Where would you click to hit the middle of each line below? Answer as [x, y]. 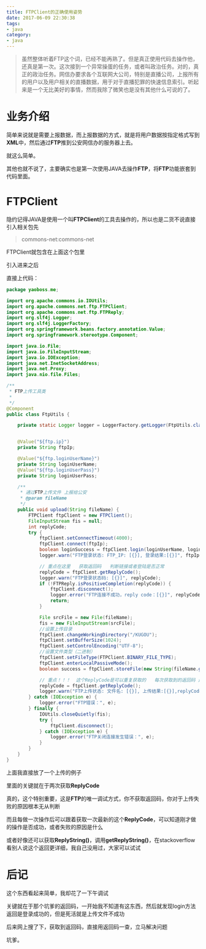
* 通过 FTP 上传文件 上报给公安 [53, 493]
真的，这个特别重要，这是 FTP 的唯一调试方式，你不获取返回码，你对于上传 [100, 799]
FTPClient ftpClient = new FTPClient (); [81, 515]
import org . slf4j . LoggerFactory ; [49, 324]
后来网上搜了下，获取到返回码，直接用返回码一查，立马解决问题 [87, 927]
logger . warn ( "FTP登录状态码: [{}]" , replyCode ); [100, 578]
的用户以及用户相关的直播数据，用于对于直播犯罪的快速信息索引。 [105, 82]
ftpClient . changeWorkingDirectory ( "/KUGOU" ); [98, 635]
